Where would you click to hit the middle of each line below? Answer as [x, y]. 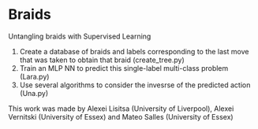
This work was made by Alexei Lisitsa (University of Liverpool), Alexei [121, 109]
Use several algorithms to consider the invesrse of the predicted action [135, 85]
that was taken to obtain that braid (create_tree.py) [102, 60]
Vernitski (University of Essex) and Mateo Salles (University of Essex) [121, 116]
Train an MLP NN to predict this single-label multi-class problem [124, 68]
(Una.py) [34, 93]
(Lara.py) [34, 76]
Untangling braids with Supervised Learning [80, 36]
